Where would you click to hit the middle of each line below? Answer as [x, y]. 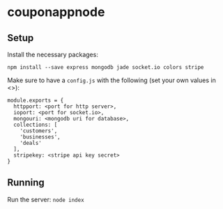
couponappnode [56, 12]
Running [26, 183]
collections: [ [36, 125]
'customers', [39, 131]
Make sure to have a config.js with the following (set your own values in [111, 80]
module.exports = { [36, 100]
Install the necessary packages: [53, 54]
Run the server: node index [46, 199]
